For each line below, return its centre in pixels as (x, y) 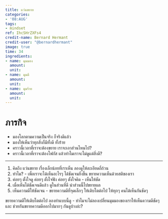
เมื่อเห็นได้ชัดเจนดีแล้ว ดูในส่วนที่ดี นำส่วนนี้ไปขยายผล (56, 185)
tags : (11, 24)
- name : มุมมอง (19, 61)
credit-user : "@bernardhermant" (39, 42)
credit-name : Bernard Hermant (37, 38)
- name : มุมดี (17, 75)
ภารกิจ (16, 122)
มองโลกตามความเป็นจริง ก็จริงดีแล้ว (42, 137)
